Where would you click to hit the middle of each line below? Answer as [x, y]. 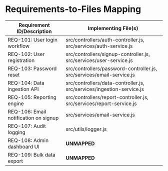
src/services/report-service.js [101, 103]
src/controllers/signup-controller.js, [108, 54]
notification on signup [33, 117]
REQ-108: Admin [28, 140]
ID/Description [34, 31]
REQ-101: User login [32, 39]
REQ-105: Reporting [32, 97]
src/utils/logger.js [86, 129]
